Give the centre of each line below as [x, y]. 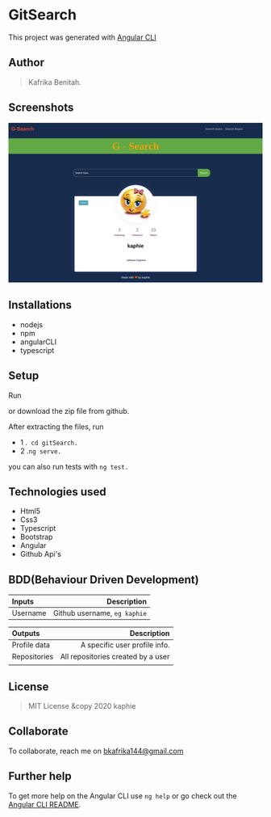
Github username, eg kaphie [100, 613]
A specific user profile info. [125, 645]
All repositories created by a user [115, 656]
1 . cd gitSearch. [49, 442]
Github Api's [41, 554]
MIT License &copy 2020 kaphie [82, 706]
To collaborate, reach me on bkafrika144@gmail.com [96, 751]
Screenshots [41, 108]
